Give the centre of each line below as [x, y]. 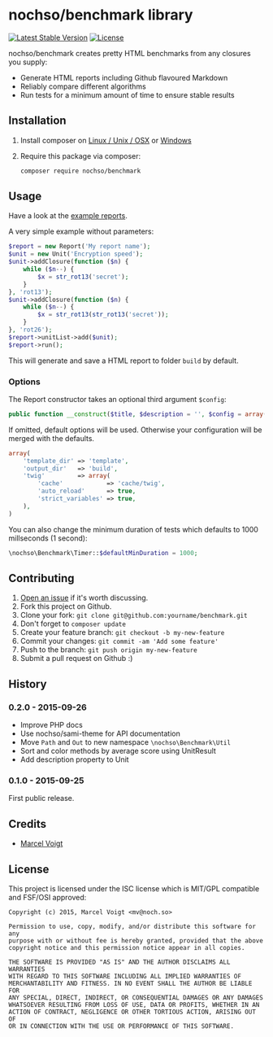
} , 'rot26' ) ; [30, 330]
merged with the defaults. [52, 438]
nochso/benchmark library [101, 15]
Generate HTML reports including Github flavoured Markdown [124, 77]
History [28, 684]
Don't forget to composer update [73, 624]
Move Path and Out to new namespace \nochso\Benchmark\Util [126, 742]
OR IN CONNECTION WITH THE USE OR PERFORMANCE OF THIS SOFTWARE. [121, 1026]
